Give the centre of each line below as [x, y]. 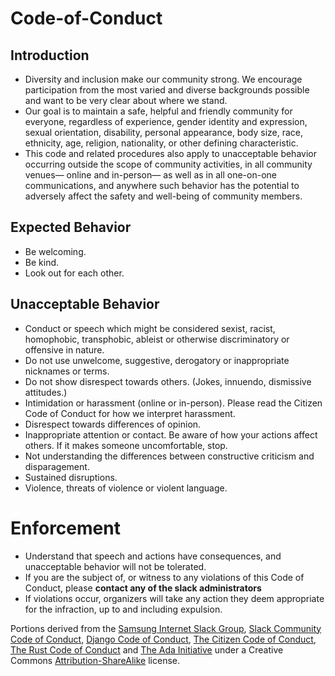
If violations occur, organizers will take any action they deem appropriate [174, 598]
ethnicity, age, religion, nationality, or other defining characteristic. [161, 143]
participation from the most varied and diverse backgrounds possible [167, 90]
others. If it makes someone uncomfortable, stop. [126, 445]
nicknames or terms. [67, 371]
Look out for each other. [74, 273]
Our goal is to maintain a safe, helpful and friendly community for [158, 111]
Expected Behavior [71, 227]
